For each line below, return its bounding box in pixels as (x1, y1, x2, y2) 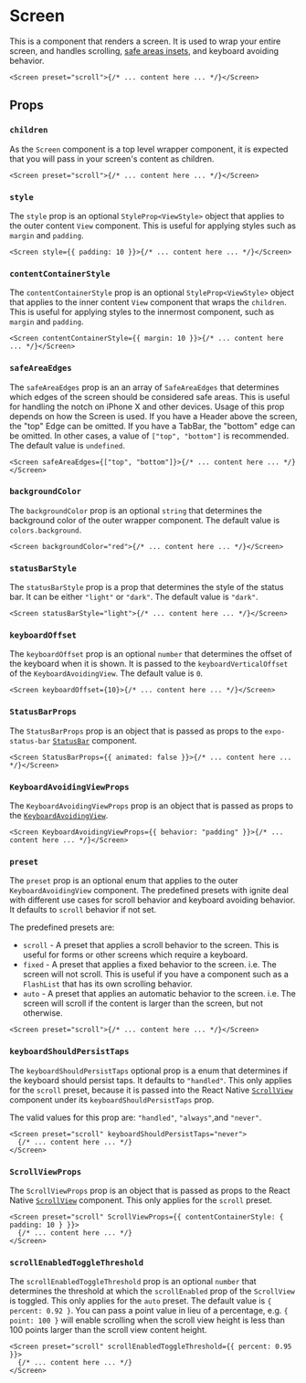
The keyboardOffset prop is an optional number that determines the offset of (9, 649, 292, 660)
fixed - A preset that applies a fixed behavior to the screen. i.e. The (22, 959, 277, 970)
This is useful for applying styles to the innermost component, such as (9, 307, 275, 318)
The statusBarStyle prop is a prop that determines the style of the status (9, 582, 284, 593)
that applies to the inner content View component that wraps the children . (9, 297, 288, 308)
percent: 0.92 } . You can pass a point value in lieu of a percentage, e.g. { (9, 1305, 289, 1316)
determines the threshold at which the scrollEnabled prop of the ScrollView (9, 1285, 295, 1297)
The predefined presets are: (9, 922, 115, 933)
